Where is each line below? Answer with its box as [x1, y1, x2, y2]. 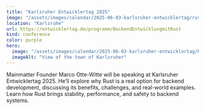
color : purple [6, 37, 43, 43]
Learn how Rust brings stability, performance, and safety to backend [6, 90, 179, 97]
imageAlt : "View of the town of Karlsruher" [12, 54, 127, 60]
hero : [6, 43, 20, 49]
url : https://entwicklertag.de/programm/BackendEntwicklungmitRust [6, 26, 182, 32]
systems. [6, 97, 29, 104]
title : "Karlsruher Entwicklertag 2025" [6, 9, 111, 15]
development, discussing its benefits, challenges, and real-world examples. [6, 83, 196, 91]
